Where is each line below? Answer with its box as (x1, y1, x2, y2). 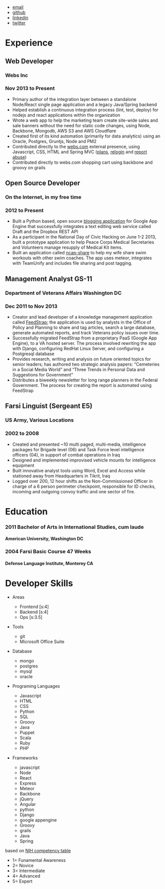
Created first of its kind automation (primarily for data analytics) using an (12, 133, 161, 139)
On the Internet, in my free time (5, 194, 82, 201)
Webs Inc (5, 72, 28, 79)
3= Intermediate (12, 868, 45, 874)
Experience (5, 37, 53, 48)
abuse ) (12, 154, 27, 160)
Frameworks (12, 754, 38, 761)
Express (19, 780, 37, 786)
